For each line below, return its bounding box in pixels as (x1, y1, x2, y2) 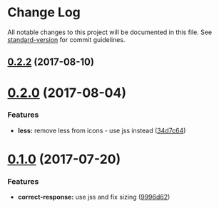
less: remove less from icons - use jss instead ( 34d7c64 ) (17, 126, 186, 135)
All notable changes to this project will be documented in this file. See (7, 28, 213, 36)
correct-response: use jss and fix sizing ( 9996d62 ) (17, 193, 170, 202)
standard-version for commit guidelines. (7, 35, 126, 43)
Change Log (7, 4, 81, 21)
